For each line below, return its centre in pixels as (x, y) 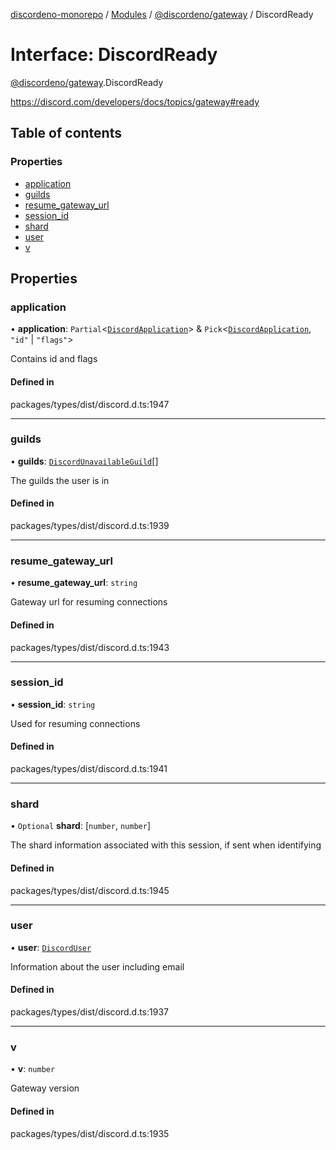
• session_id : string (53, 704)
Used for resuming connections (75, 723)
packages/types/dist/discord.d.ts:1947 (90, 404)
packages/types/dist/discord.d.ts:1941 (89, 769)
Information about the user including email (97, 966)
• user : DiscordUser (51, 947)
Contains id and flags (54, 359)
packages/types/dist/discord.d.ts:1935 (90, 1133)
